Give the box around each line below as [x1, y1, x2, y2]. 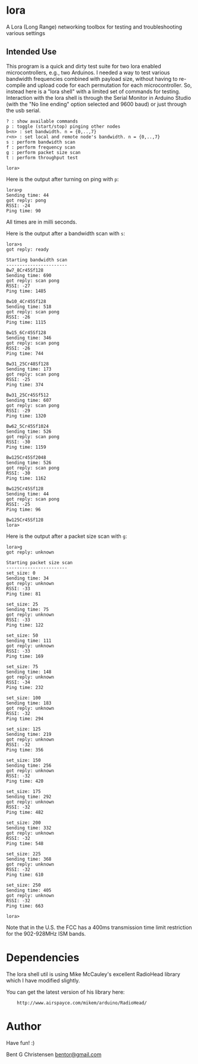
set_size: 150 [6, 757, 41, 763]
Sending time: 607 [6, 397, 52, 403]
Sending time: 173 [6, 366, 52, 372]
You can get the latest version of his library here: [6, 988, 125, 996]
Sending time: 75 [6, 606, 49, 612]
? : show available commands [6, 118, 78, 124]
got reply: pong [6, 197, 46, 203]
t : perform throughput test [6, 155, 78, 160]
